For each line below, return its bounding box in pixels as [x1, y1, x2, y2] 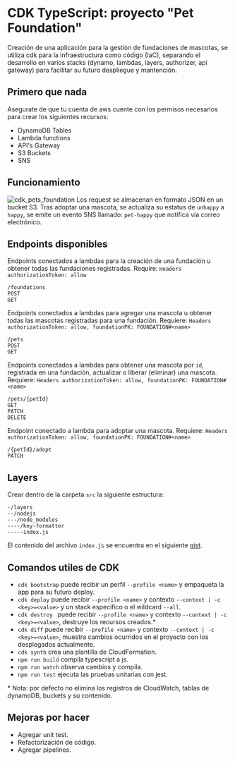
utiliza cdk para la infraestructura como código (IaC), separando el [7, 51, 201, 59]
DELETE [7, 414, 27, 421]
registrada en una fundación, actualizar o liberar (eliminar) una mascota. [7, 368, 217, 377]
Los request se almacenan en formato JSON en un [76, 195, 224, 204]
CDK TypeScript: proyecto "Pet [7, 5, 194, 21]
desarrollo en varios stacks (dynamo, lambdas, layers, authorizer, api [7, 58, 208, 66]
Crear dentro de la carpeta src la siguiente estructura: [7, 490, 164, 499]
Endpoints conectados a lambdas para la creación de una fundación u [7, 257, 211, 265]
